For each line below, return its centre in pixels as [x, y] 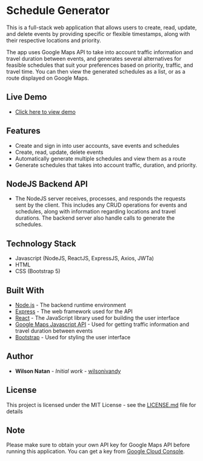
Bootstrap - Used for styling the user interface [73, 337]
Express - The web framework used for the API [74, 311]
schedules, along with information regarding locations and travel [95, 212]
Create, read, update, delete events [59, 152]
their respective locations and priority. [54, 40]
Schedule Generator [58, 11]
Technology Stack [41, 244]
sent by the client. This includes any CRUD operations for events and [101, 205]
